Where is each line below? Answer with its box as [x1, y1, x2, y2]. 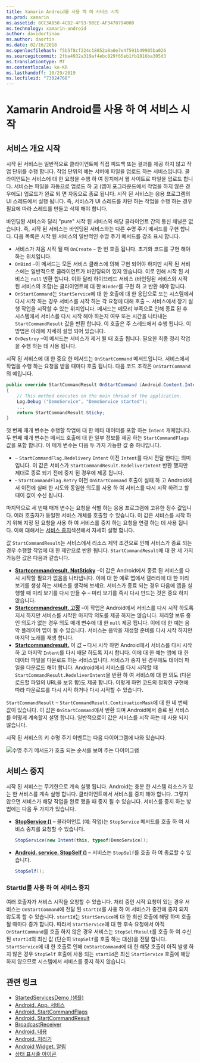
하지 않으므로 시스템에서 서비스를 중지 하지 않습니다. [6, 958, 127, 965]
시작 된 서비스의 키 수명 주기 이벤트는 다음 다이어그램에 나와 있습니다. [6, 734, 167, 741]
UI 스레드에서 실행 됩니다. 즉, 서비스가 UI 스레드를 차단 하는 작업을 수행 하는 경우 [6, 198, 192, 205]
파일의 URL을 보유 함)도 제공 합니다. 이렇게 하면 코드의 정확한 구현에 [30, 679, 189, 686]
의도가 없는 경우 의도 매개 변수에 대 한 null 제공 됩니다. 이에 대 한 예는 [21, 619, 184, 627]
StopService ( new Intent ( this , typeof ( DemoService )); [14, 837, 149, 843]
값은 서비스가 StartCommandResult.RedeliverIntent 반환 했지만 [38, 462, 189, 469]
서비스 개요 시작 [6, 143, 61, 153]
